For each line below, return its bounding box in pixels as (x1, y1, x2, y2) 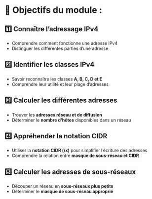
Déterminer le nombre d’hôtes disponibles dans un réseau (11, 117, 131, 123)
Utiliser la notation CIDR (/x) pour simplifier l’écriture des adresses (11, 148, 148, 154)
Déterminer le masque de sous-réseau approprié (11, 189, 114, 195)
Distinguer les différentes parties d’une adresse (11, 45, 109, 51)
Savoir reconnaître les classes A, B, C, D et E (11, 76, 102, 82)
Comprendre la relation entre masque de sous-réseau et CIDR (11, 153, 139, 159)
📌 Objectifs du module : (4, 4, 102, 16)
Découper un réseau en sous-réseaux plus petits (11, 183, 114, 189)
